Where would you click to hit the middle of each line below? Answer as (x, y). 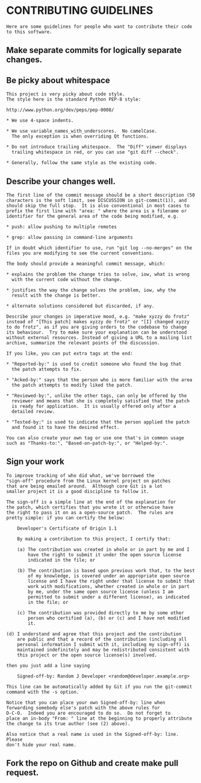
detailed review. (33, 411)
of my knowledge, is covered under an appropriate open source (109, 576)
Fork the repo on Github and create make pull (92, 763)
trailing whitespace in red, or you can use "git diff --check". (95, 152)
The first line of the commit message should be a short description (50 (101, 195)
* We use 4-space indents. (40, 121)
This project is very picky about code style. (66, 94)
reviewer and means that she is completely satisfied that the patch (100, 401)
